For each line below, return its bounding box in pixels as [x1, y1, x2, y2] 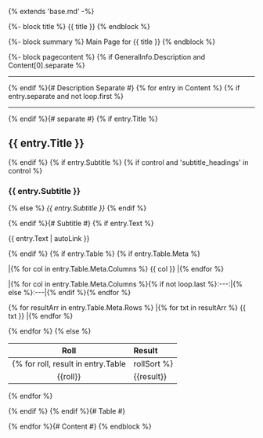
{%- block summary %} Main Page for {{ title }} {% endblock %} [8, 37, 216, 46]
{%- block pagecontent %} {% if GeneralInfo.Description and [8, 53, 206, 61]
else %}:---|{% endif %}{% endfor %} [8, 288, 131, 297]
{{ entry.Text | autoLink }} [8, 234, 90, 243]
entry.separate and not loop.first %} [8, 92, 124, 100]
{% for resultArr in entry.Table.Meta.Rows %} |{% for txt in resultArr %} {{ [8, 303, 247, 312]
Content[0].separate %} [8, 60, 85, 70]
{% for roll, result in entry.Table [12, 359, 127, 370]
